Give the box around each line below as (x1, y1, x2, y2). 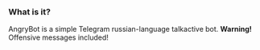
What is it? (8, 6, 51, 17)
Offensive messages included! (8, 33, 109, 42)
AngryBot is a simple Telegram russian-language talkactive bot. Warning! (8, 25, 252, 34)
